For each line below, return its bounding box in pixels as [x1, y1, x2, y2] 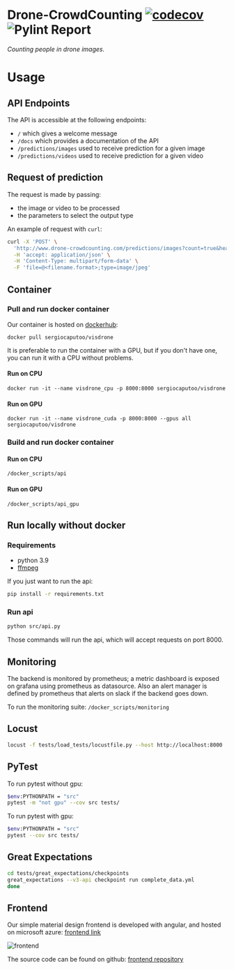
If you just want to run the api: [7, 577, 93, 586]
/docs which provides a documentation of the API [17, 136, 159, 145]
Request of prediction [7, 172, 103, 184]
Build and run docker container [7, 437, 114, 447]
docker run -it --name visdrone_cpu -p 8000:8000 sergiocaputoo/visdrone [7, 385, 226, 392]
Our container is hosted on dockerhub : [7, 320, 118, 328]
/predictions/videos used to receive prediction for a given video [17, 151, 204, 160]
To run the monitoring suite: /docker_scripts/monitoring [7, 703, 169, 712]
